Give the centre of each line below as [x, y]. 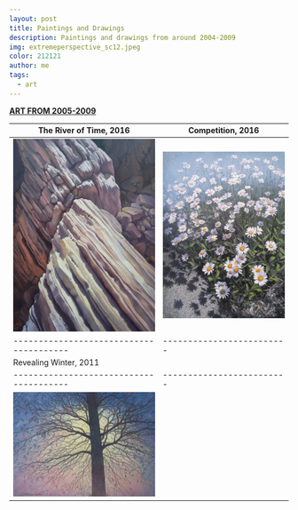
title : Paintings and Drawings [67, 28]
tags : [19, 76]
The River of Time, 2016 [84, 131]
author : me [29, 66]
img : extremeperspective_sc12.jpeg [75, 47]
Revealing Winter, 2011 [56, 363]
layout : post [33, 19]
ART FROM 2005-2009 [53, 110]
